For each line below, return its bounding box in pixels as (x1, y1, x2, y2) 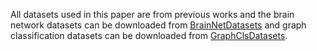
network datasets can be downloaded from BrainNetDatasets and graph (10, 19, 307, 31)
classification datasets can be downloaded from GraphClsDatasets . (10, 30, 288, 41)
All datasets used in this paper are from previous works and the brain (10, 9, 295, 20)
